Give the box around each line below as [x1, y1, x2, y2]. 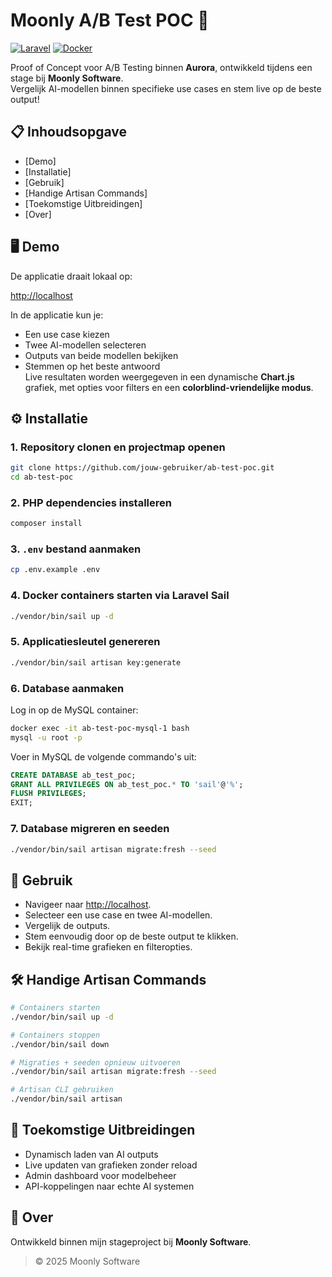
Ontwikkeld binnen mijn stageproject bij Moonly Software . [10, 1235, 252, 1248]
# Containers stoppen [10, 1030, 101, 1040]
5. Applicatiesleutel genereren [10, 635, 161, 649]
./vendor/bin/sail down [10, 1039, 110, 1049]
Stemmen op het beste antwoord [24, 360, 161, 372]
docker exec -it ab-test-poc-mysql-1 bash [10, 723, 190, 733]
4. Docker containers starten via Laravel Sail [10, 589, 230, 603]
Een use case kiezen [24, 328, 110, 340]
